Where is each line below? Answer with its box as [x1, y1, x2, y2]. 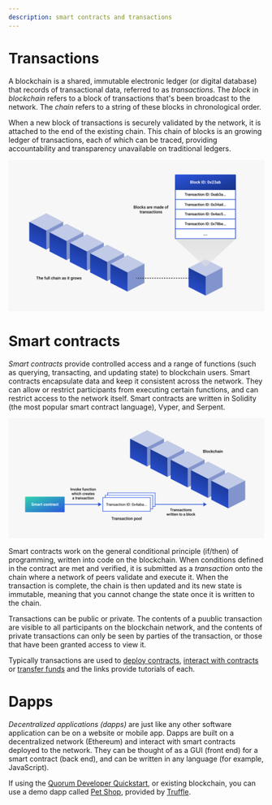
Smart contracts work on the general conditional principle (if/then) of [8, 547, 239, 556]
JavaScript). [8, 762, 50, 772]
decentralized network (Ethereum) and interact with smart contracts [8, 736, 236, 747]
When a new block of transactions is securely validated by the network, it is [8, 118, 261, 128]
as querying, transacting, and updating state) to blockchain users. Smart [8, 367, 250, 377]
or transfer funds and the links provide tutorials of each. [8, 664, 196, 674]
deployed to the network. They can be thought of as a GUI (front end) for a [8, 745, 258, 755]
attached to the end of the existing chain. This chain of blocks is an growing [8, 126, 262, 136]
